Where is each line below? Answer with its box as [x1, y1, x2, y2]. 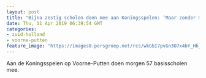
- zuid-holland [6, 32, 45, 38]
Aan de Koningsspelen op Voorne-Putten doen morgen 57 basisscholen [6, 59, 188, 67]
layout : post [6, 9, 40, 15]
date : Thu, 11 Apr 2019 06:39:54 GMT [6, 20, 103, 26]
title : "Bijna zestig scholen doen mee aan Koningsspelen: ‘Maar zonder [6, 15, 196, 21]
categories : [6, 26, 37, 32]
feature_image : [6, 43, 45, 49]
